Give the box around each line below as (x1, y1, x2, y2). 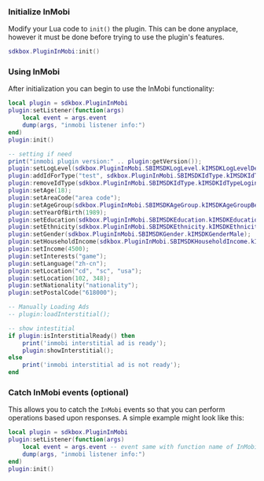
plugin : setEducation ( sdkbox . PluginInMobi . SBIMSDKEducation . (8, 215, 210, 224)
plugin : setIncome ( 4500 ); (8, 245, 90, 253)
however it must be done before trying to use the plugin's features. (8, 32, 225, 42)
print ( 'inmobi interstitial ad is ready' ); (22, 339, 167, 347)
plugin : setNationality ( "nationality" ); (8, 281, 139, 289)
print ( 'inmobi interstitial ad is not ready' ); (22, 361, 181, 369)
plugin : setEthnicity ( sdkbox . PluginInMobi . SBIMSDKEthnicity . (8, 223, 210, 231)
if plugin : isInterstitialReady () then (8, 332, 135, 340)
